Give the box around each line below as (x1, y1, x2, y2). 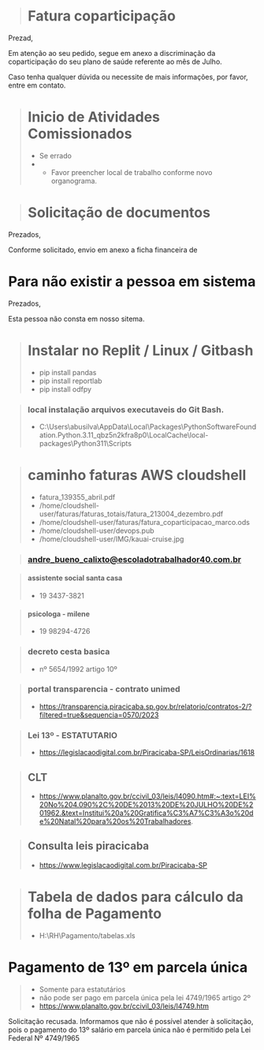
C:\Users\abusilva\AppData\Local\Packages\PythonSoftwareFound (39, 422, 257, 431)
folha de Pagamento (27, 904, 162, 922)
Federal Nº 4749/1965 (8, 1033, 80, 1043)
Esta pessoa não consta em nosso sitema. (8, 314, 145, 323)
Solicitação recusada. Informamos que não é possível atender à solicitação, (8, 1016, 254, 1026)
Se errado (39, 151, 73, 160)
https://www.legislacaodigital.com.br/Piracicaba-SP (39, 860, 207, 869)
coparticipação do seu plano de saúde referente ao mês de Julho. (8, 57, 222, 66)
